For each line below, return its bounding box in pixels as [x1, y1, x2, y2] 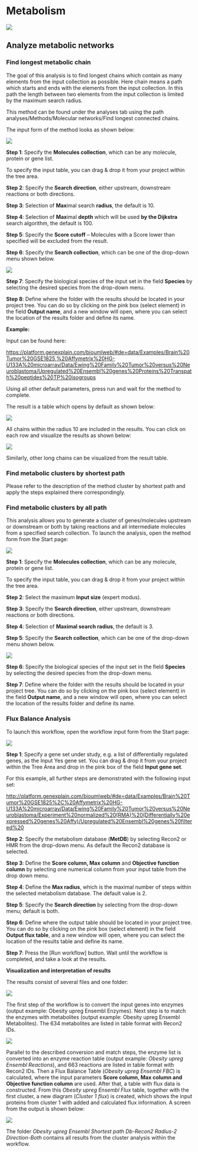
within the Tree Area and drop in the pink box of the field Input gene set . [6, 763, 183, 770]
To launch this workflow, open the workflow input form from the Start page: [6, 728, 190, 735]
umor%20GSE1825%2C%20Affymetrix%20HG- [6, 798, 123, 805]
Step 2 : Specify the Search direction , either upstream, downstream [6, 184, 171, 191]
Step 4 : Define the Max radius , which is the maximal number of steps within [6, 883, 191, 891]
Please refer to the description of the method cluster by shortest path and [6, 482, 186, 489]
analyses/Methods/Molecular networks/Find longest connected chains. [6, 114, 180, 122]
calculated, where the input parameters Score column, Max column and [6, 1073, 183, 1080]
